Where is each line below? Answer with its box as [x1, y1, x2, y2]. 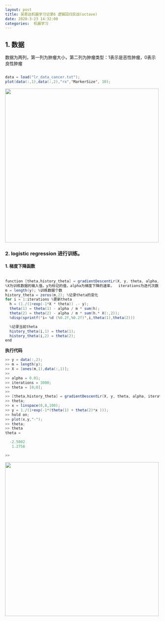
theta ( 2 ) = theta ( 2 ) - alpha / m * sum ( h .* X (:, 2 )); [9, 311, 120, 316]
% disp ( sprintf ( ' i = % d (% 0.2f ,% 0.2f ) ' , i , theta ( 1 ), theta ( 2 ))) [9, 315, 135, 320]
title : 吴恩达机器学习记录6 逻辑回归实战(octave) [5, 12, 98, 17]
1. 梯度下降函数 [5, 263, 35, 269]
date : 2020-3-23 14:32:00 [5, 16, 58, 21]
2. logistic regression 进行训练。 [5, 250, 83, 257]
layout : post [5, 7, 32, 12]
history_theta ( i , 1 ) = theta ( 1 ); [9, 328, 76, 334]
